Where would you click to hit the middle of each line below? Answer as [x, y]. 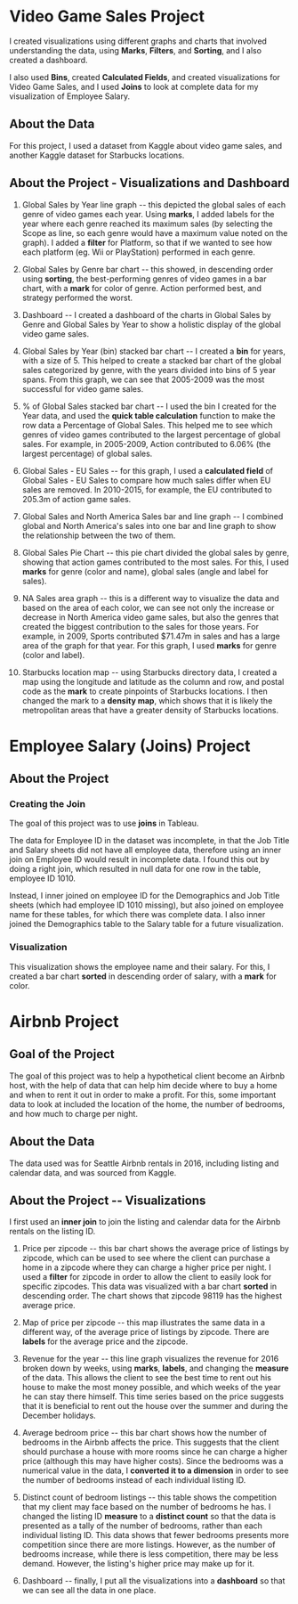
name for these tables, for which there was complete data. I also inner [137, 915]
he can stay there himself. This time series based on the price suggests [153, 1396]
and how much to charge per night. [73, 1113]
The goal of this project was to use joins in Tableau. [104, 823]
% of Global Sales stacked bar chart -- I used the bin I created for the [149, 406]
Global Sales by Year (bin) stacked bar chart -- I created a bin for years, [154, 351]
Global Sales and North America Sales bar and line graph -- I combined [153, 516]
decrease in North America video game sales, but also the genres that [150, 617]
